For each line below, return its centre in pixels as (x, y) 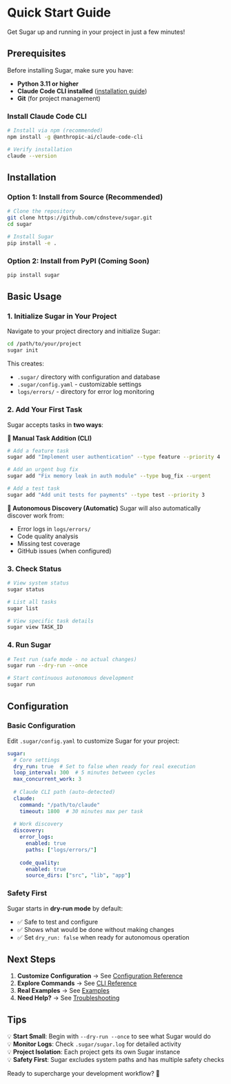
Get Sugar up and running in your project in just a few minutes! (96, 32)
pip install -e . (32, 243)
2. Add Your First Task (45, 410)
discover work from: (36, 515)
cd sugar (20, 224)
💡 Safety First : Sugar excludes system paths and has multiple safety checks (116, 1060)
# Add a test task (33, 488)
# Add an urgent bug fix (43, 470)
